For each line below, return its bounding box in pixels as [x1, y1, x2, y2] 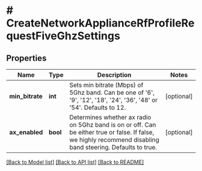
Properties [6, 53, 47, 63]
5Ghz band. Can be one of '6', [69, 88, 155, 97]
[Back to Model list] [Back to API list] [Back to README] [6, 158, 144, 166]
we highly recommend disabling [69, 136, 159, 144]
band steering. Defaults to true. [69, 143, 158, 151]
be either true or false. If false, [69, 128, 155, 136]
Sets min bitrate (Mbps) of [69, 81, 144, 89]
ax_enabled [9, 128, 43, 136]
